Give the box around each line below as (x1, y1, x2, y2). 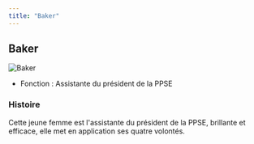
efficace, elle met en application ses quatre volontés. (8, 126, 185, 136)
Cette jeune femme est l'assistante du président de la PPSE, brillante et (8, 117, 246, 127)
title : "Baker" (8, 11, 60, 20)
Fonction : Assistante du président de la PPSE (19, 78, 173, 89)
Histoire (8, 99, 41, 110)
